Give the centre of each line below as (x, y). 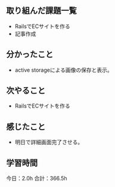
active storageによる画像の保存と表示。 (64, 70)
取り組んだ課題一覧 (41, 11)
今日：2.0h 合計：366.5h (37, 179)
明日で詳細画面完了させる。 (49, 142)
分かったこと (30, 55)
